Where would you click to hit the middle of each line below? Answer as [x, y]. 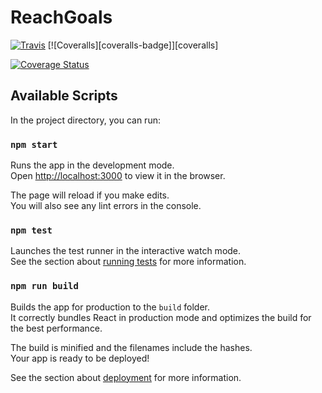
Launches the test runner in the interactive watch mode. [126, 251]
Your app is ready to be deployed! [80, 358]
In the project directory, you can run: [85, 120]
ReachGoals [61, 17]
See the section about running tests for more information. [128, 262]
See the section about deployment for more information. [126, 377]
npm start [34, 144]
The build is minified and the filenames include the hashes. [131, 347]
